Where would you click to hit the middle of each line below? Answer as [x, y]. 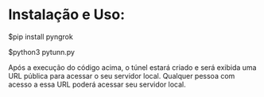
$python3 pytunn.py [42, 52]
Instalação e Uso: [67, 15]
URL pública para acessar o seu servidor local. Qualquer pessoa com [122, 76]
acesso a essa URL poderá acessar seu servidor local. [97, 84]
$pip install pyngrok [41, 37]
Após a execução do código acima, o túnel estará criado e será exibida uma [132, 67]
